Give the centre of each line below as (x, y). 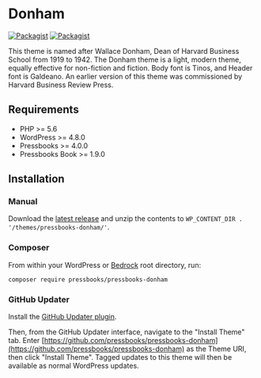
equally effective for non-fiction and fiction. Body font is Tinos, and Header (130, 67)
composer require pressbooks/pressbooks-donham (88, 279)
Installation (36, 179)
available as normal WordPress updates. (74, 366)
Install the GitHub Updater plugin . (62, 317)
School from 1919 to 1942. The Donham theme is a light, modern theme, (125, 59)
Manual (23, 201)
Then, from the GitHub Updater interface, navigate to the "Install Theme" (127, 332)
